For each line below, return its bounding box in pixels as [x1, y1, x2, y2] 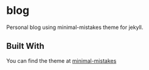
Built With [6, 41, 44, 51]
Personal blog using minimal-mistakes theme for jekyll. [6, 24, 144, 31]
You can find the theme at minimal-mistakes [6, 57, 117, 64]
